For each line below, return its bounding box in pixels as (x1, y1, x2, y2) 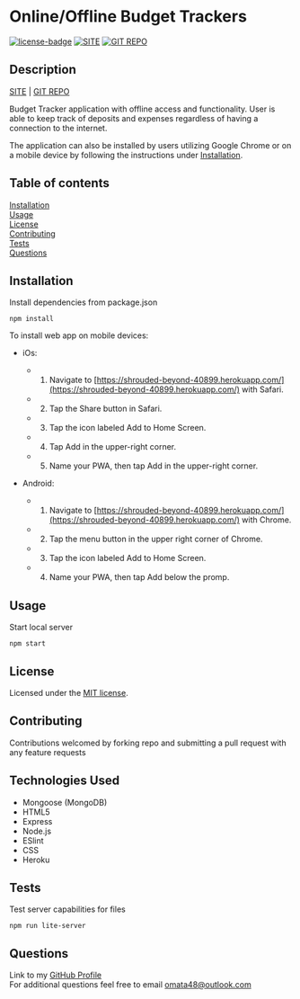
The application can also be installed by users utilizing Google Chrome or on (9, 139, 292, 150)
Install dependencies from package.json (9, 297, 158, 308)
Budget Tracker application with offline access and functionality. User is (9, 103, 276, 114)
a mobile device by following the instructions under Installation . (9, 149, 243, 160)
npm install (9, 315, 54, 324)
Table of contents (9, 175, 110, 191)
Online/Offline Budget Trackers (9, 6, 247, 27)
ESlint (22, 834, 44, 846)
